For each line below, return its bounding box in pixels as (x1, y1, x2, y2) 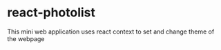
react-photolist (7, 5, 95, 21)
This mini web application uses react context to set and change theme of (7, 27, 215, 36)
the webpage (7, 34, 45, 42)
